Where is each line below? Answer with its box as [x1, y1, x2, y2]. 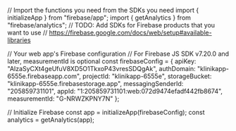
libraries [7, 36, 31, 44]
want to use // [7, 28, 48, 37]
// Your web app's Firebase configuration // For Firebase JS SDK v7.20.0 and [7, 49, 230, 58]
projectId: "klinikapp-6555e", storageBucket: [82, 72, 212, 80]
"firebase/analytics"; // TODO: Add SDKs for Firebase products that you [7, 21, 216, 29]
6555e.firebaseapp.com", [7, 72, 81, 80]
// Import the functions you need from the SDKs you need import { [7, 6, 199, 14]
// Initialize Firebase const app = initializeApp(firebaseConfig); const [7, 108, 205, 116]
